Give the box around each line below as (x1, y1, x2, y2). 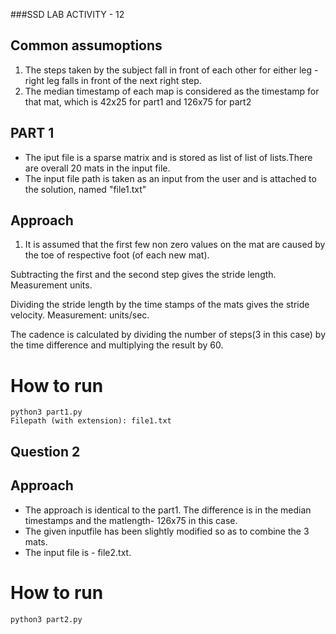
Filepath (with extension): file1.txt (10, 416, 172, 426)
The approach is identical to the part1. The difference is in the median (24, 504, 312, 516)
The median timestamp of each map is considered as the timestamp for (24, 85, 320, 97)
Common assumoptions (10, 37, 163, 54)
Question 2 (10, 443, 81, 460)
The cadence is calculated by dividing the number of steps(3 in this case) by (10, 329, 326, 341)
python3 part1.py (10, 407, 83, 418)
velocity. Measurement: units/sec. (10, 309, 150, 321)
